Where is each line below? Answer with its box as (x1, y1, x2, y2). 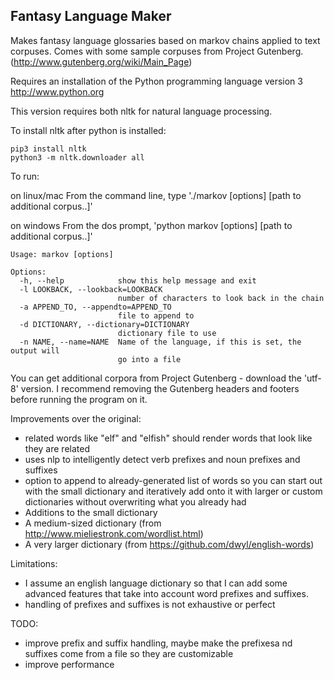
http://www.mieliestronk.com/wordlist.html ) (24, 527, 204, 539)
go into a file (117, 354, 182, 364)
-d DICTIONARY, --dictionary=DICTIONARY (19, 319, 190, 329)
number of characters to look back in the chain (117, 293, 325, 303)
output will (10, 345, 60, 356)
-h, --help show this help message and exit (19, 275, 257, 286)
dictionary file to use (117, 328, 217, 338)
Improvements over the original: (10, 412, 142, 424)
